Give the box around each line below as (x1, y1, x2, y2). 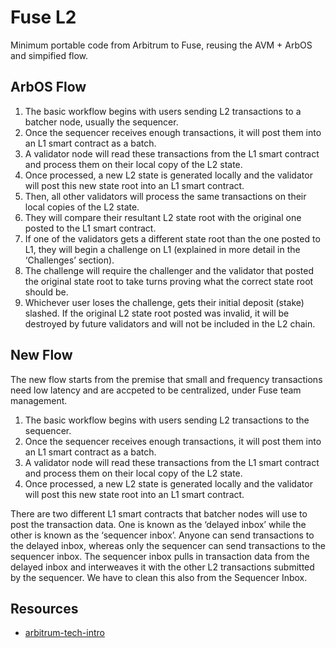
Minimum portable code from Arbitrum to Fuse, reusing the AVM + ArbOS (10, 39, 313, 51)
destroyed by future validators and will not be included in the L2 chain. (24, 317, 316, 330)
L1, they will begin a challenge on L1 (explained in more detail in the (24, 243, 301, 255)
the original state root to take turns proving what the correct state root (24, 275, 314, 287)
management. (10, 394, 68, 406)
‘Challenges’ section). (24, 254, 115, 266)
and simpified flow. (10, 49, 89, 61)
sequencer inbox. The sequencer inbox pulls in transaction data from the (10, 550, 310, 562)
